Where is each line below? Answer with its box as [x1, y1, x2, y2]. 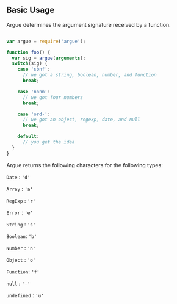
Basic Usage [6, 5, 55, 15]
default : [17, 134, 40, 140]
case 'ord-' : [17, 111, 51, 117]
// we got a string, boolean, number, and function [22, 72, 157, 78]
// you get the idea [22, 139, 75, 145]
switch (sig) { [12, 60, 48, 67]
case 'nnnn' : [17, 89, 51, 95]
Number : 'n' [6, 244, 36, 252]
